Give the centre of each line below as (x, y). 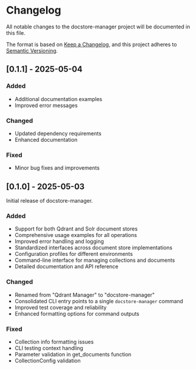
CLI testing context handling (49, 348)
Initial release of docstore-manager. (50, 201)
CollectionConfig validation (48, 361)
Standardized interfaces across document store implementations (94, 248)
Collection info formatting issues (54, 342)
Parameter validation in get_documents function (73, 354)
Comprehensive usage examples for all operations (76, 235)
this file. (16, 33)
